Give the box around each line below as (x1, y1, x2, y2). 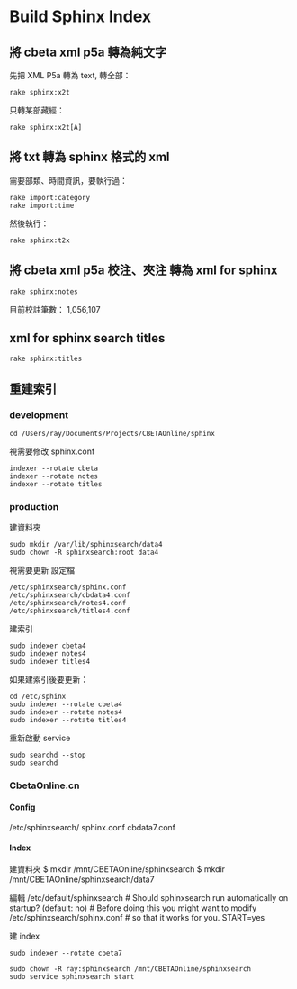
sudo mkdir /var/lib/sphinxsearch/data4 (9, 540, 164, 549)
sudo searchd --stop (9, 750, 87, 760)
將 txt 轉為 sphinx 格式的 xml (9, 150, 170, 165)
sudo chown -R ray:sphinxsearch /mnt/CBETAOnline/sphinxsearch (9, 964, 252, 974)
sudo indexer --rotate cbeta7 (9, 948, 123, 957)
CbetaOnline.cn (9, 779, 80, 792)
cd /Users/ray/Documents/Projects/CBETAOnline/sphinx (9, 430, 216, 439)
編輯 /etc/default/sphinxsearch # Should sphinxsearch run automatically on (9, 892, 289, 903)
